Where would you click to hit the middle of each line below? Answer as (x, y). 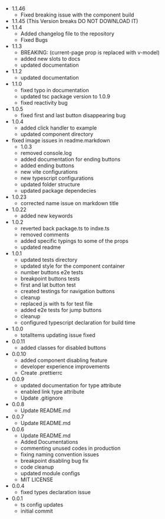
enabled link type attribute (52, 392)
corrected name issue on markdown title (70, 203)
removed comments (45, 235)
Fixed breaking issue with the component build (77, 15)
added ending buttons (47, 166)
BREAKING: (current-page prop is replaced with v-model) (90, 52)
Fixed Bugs (34, 40)
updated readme (41, 247)
